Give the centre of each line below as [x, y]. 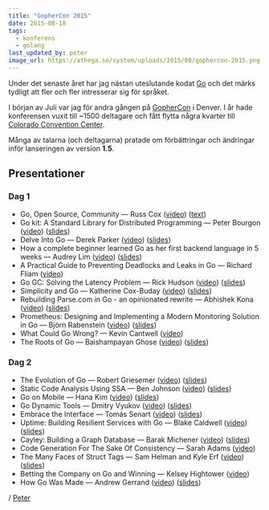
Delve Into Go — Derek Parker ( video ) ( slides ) [95, 239]
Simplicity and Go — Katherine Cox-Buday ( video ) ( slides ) [116, 290]
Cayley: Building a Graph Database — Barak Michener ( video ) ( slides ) [135, 439]
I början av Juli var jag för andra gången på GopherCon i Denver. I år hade [130, 107]
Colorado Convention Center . [57, 124]
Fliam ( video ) [42, 273]
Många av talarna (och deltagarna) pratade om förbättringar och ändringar [132, 140]
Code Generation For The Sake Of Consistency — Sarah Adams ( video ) [138, 448]
